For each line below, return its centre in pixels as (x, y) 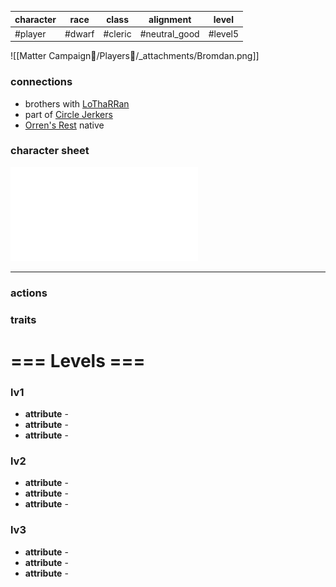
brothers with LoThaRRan (77, 103)
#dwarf (79, 33)
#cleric (117, 33)
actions (29, 293)
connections (41, 82)
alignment (170, 19)
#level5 (224, 33)
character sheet (50, 151)
